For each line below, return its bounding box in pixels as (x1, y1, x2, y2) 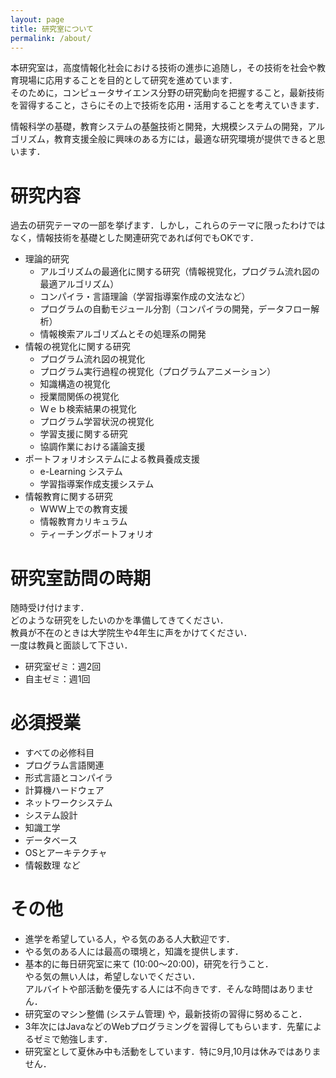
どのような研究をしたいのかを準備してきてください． (10, 614, 229, 626)
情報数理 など (24, 859, 81, 871)
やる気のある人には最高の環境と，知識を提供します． (24, 946, 244, 958)
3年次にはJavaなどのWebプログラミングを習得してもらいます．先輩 (24, 1021, 305, 1033)
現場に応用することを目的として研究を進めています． (18, 74, 238, 86)
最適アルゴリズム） (39, 278, 120, 290)
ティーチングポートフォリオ (39, 528, 154, 540)
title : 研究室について (10, 24, 95, 34)
